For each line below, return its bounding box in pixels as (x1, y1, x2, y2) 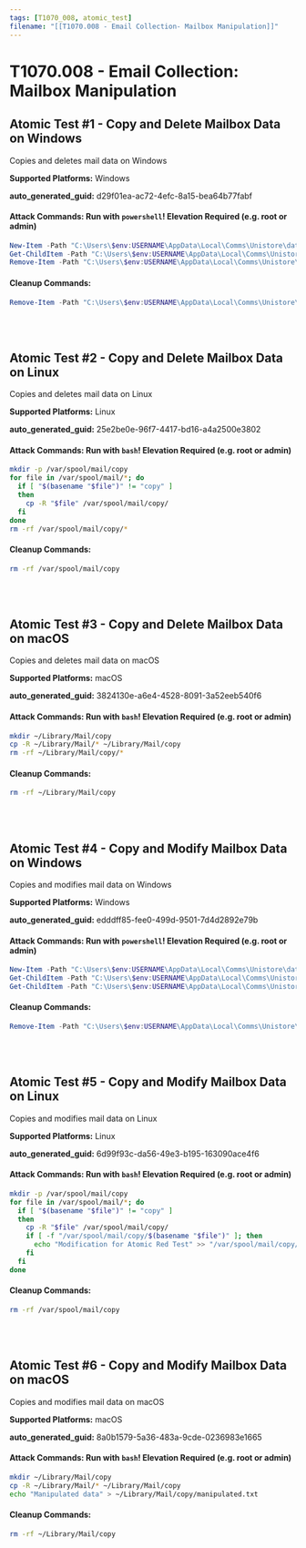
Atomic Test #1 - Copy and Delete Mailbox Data (9, 117, 280, 132)
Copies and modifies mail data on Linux (9, 1113, 158, 1124)
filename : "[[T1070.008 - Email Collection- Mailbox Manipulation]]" (9, 22, 280, 31)
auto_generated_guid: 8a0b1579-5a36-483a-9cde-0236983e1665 (9, 1431, 262, 1442)
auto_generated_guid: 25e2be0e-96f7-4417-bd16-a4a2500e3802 (9, 424, 261, 435)
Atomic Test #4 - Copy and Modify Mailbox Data (9, 840, 288, 856)
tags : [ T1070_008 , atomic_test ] (9, 13, 132, 23)
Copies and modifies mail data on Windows (9, 880, 172, 891)
